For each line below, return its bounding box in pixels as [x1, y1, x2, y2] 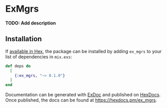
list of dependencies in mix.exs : [5, 53, 72, 60]
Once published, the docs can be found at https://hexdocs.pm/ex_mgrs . [5, 97, 157, 103]
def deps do [5, 63, 31, 69]
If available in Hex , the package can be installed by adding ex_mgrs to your [5, 48, 162, 54]
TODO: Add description [5, 20, 56, 26]
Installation [5, 35, 42, 43]
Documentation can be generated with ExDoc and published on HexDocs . [5, 92, 161, 98]
